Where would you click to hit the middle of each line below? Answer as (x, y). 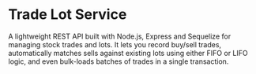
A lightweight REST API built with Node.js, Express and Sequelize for (120, 36)
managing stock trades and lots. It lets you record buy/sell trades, (115, 44)
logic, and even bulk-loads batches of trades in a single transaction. (119, 61)
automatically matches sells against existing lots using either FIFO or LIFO (128, 53)
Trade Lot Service (68, 15)
